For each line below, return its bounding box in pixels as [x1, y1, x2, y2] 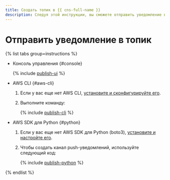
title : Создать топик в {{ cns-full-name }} [5, 7, 101, 13]
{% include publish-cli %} [20, 110, 74, 116]
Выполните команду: [20, 100, 66, 106]
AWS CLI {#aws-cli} [12, 80, 54, 86]
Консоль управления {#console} [12, 60, 82, 66]
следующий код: [20, 150, 57, 156]
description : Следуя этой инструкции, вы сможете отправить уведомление [5, 12, 162, 17]
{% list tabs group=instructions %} [5, 51, 77, 57]
